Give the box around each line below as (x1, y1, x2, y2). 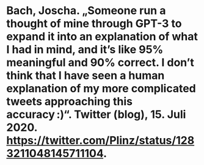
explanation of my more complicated (6, 82, 197, 95)
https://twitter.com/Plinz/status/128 (6, 134, 195, 147)
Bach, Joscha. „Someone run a (6, 4, 166, 18)
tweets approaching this (6, 95, 133, 109)
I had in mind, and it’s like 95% (6, 43, 164, 57)
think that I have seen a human (6, 68, 165, 82)
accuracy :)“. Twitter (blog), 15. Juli (6, 108, 186, 122)
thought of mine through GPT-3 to (6, 16, 182, 31)
